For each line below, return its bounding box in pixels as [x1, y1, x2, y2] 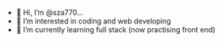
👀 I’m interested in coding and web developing [15, 16, 172, 26]
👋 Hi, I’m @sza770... [15, 8, 84, 17]
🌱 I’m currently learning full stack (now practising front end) [15, 25, 217, 34]
